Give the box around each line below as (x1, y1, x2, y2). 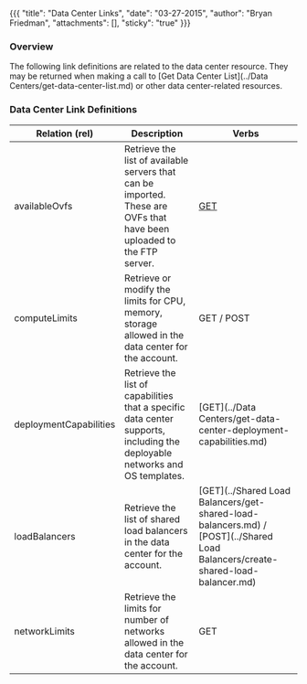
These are (124, 199, 168, 212)
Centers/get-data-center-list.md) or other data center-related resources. (9, 80, 283, 91)
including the (124, 434, 181, 447)
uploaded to (124, 233, 176, 246)
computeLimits (14, 311, 78, 324)
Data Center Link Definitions (9, 103, 138, 116)
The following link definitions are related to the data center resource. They (9, 61, 289, 72)
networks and (124, 457, 184, 470)
